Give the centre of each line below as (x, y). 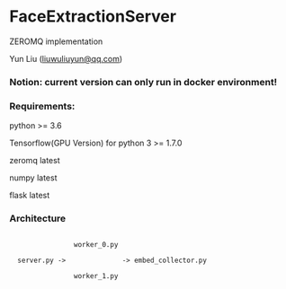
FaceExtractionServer (93, 17)
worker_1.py (96, 276)
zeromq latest (35, 161)
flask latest (30, 196)
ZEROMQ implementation (56, 41)
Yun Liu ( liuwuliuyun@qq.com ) (66, 58)
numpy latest (33, 178)
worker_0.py (96, 245)
